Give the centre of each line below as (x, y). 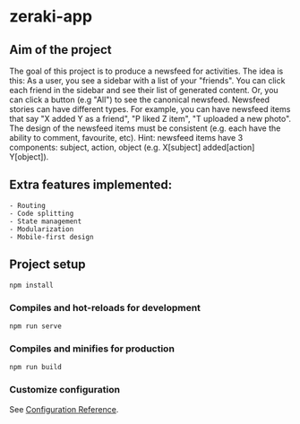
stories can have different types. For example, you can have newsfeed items (150, 109)
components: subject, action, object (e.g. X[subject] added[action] (132, 147)
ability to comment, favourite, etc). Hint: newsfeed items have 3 (126, 138)
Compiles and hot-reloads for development (105, 307)
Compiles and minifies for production (92, 349)
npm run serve (36, 326)
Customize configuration (65, 390)
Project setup (48, 265)
